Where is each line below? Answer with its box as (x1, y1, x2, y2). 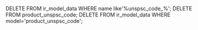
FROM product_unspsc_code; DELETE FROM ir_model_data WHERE (5, 11, 171, 18)
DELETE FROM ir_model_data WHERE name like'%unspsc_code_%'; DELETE (5, 5, 193, 12)
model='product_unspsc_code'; (5, 18, 83, 24)
